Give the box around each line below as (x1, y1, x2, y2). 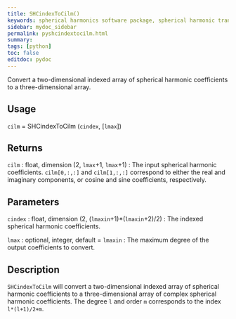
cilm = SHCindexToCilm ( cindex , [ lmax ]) (7, 122, 122, 130)
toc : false (7, 50, 39, 57)
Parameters (7, 196, 60, 208)
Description (7, 263, 60, 275)
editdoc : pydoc (7, 56, 52, 63)
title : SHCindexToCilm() (7, 10, 80, 18)
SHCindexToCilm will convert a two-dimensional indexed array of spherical (7, 282, 220, 290)
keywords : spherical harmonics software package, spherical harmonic (7, 17, 216, 24)
